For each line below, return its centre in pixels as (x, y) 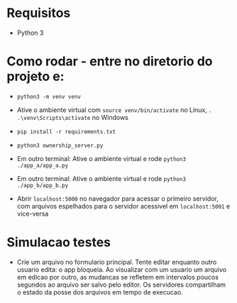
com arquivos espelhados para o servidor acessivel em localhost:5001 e (123, 206)
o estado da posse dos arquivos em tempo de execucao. (100, 292)
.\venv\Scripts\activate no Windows (73, 117)
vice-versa (33, 214)
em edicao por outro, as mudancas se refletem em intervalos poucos (118, 277)
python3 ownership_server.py (60, 145)
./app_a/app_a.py (43, 165)
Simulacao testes (59, 242)
